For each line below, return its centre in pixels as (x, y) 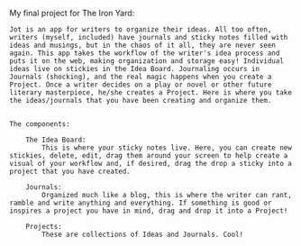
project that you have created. (70, 171)
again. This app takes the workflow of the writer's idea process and (145, 53)
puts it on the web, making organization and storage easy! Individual (146, 61)
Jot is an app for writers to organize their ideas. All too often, (141, 30)
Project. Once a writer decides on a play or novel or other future (141, 85)
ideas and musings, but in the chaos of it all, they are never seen (143, 45)
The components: (40, 124)
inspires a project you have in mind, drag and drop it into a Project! (149, 211)
